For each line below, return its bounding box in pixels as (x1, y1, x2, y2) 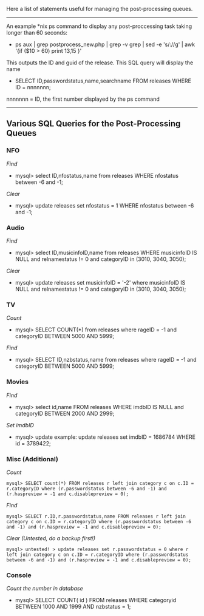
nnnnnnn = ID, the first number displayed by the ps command (6, 95, 160, 103)
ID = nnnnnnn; (15, 84, 51, 90)
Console (6, 570, 32, 579)
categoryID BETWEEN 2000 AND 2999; (15, 410, 115, 417)
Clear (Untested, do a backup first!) (6, 534, 96, 542)
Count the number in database (6, 585, 83, 592)
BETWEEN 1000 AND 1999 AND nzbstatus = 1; (15, 603, 131, 611)
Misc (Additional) (6, 455, 59, 463)
